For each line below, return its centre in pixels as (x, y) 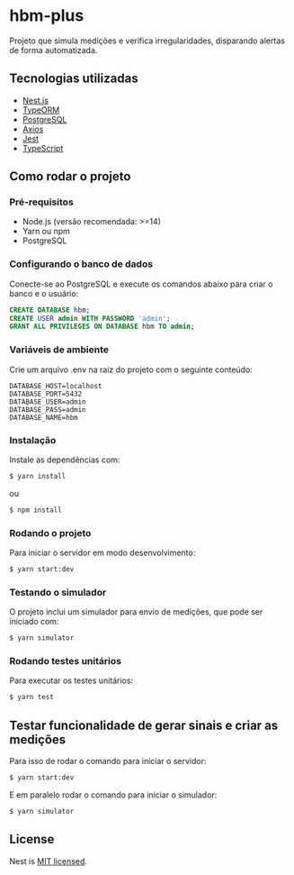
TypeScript (43, 148)
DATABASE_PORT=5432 (46, 394)
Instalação (33, 440)
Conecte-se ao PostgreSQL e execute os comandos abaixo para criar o (141, 284)
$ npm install (36, 510)
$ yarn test (31, 697)
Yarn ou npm (46, 232)
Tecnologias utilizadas (74, 79)
